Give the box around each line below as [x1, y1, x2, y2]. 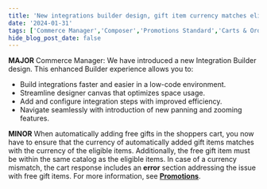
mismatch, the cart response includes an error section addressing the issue [8, 163, 257, 172]
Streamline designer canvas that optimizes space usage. [19, 89, 205, 98]
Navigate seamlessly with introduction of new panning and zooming [19, 105, 242, 115]
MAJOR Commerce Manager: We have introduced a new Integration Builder [8, 56, 257, 65]
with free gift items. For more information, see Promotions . [8, 171, 201, 181]
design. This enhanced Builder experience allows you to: [8, 65, 194, 74]
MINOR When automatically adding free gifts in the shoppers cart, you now [8, 129, 254, 139]
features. [19, 113, 50, 124]
